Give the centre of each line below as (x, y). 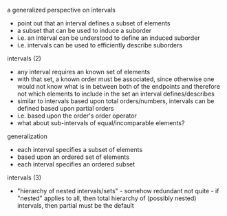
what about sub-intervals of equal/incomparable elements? (101, 123)
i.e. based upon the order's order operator (77, 116)
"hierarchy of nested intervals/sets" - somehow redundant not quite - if (118, 191)
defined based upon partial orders (66, 108)
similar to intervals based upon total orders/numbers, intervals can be (116, 101)
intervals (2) (24, 58)
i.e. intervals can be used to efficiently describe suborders (100, 45)
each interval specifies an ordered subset (76, 164)
